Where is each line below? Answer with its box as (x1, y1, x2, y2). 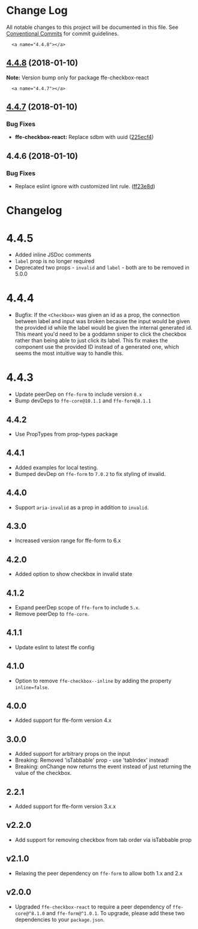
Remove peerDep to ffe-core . (14, 610, 89, 617)
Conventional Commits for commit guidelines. (6, 29, 119, 37)
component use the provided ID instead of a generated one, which (14, 344, 179, 351)
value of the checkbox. (14, 770, 72, 777)
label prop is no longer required (14, 258, 95, 265)
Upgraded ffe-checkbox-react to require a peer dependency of (14, 903, 172, 910)
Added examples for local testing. (14, 464, 98, 471)
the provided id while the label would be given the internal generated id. (14, 324, 193, 332)
